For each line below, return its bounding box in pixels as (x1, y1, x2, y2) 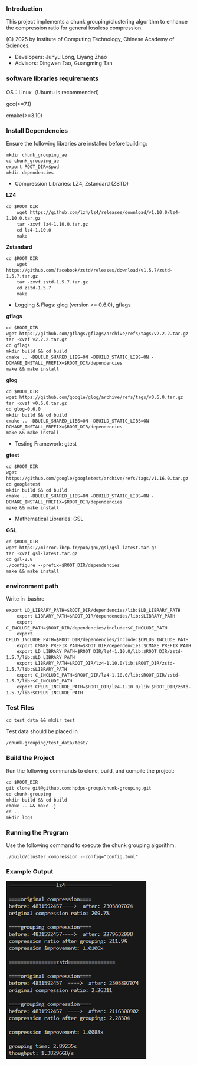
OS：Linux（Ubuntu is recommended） (6, 88, 103, 95)
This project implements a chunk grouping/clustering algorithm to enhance (6, 18, 188, 25)
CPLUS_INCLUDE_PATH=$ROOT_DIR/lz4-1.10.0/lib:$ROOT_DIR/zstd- (35, 684, 192, 690)
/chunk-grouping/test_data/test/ (6, 740, 88, 746)
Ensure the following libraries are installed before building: (6, 140, 147, 147)
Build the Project (6, 754, 55, 762)
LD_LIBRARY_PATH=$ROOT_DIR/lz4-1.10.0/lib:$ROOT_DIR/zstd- (35, 649, 183, 655)
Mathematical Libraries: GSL (14, 515, 84, 522)
